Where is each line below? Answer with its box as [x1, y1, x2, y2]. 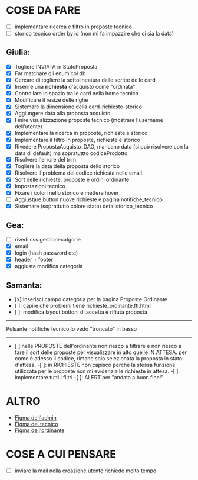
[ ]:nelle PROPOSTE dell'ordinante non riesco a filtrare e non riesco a [14, 343, 181, 350]
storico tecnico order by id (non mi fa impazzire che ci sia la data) [14, 30, 174, 37]
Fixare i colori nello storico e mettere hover [14, 189, 119, 196]
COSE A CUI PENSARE [6, 447, 117, 461]
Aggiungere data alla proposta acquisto [14, 110, 111, 117]
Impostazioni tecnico [14, 182, 66, 189]
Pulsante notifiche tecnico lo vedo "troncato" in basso [6, 326, 137, 333]
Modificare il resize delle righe [14, 96, 88, 104]
